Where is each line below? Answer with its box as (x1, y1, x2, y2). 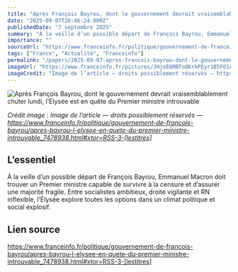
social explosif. (7, 203, 51, 212)
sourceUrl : (7, 43, 40, 50)
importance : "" (7, 37, 52, 44)
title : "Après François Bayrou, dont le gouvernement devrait (7, 10, 195, 18)
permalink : (7, 57, 40, 64)
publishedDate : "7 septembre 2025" (7, 23, 113, 31)
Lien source (7, 223, 60, 235)
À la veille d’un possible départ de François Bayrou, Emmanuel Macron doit (7, 173, 226, 181)
